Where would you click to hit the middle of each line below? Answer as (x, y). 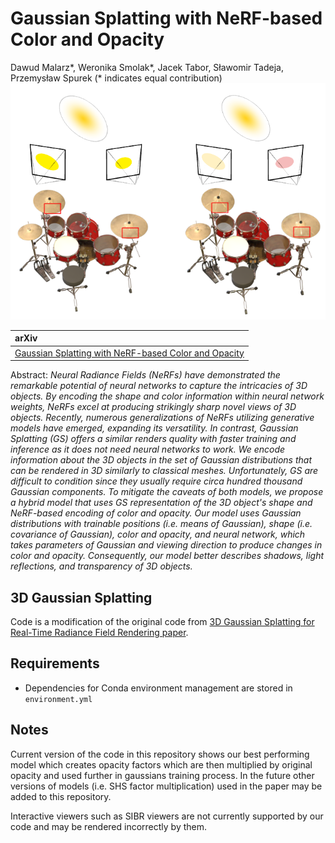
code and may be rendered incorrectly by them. (109, 826)
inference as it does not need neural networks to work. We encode (148, 449)
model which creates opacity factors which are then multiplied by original (161, 764)
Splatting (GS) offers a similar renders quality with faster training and (153, 439)
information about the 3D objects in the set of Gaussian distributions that (161, 460)
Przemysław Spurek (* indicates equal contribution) (116, 78)
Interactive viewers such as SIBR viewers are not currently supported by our (167, 816)
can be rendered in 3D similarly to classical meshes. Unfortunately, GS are (164, 471)
